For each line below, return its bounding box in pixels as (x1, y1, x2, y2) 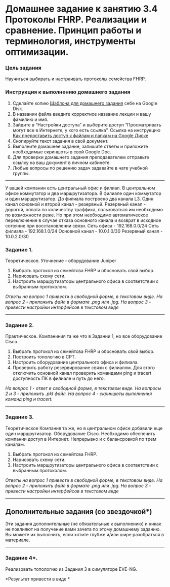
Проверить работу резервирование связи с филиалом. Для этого (12, 365, 155, 371)
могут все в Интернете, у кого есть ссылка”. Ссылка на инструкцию (12, 127, 161, 133)
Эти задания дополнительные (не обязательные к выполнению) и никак (5, 521, 162, 527)
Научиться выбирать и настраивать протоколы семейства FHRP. (5, 76, 146, 82)
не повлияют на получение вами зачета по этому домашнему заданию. (5, 526, 161, 532)
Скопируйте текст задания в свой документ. (12, 138, 109, 144)
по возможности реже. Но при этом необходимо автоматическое (5, 212, 148, 218)
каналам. (5, 441, 25, 447)
